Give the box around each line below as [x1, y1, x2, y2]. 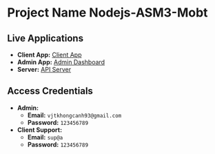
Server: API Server [17, 66, 71, 73]
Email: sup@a [27, 133, 63, 141]
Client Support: [17, 126, 63, 134]
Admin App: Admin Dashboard [17, 58, 105, 66]
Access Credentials [7, 85, 93, 97]
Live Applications [7, 32, 84, 44]
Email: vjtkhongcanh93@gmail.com [27, 110, 122, 119]
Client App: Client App [17, 50, 82, 59]
